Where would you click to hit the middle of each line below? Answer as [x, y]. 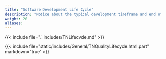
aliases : [14, 23]
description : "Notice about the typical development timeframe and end [80, 14]
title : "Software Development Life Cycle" [49, 10]
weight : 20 [16, 19]
